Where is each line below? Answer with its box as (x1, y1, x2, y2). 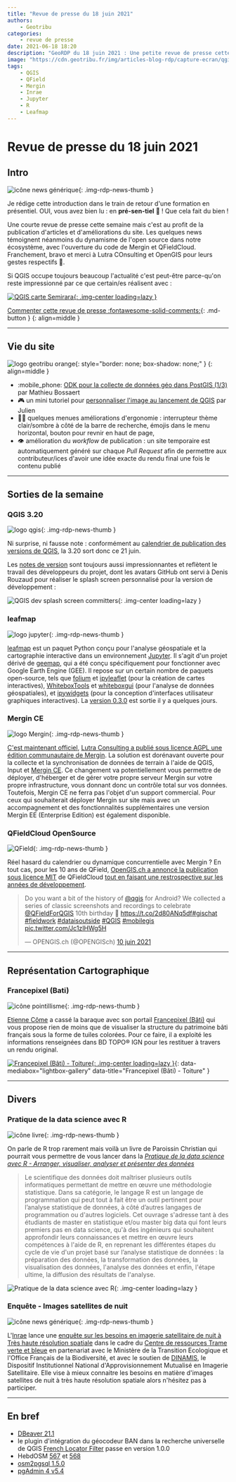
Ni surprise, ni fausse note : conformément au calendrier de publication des (7, 540, 226, 548)
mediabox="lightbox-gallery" (7, 1066, 91, 1075)
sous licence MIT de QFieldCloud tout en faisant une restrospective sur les (7, 873, 223, 881)
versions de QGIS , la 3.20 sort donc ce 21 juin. (7, 547, 141, 555)
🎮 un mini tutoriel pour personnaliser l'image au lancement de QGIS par (17, 396, 227, 404)
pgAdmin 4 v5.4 (17, 1467, 65, 1475)
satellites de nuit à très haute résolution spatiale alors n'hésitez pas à (7, 1376, 207, 1384)
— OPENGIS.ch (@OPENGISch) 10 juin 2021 (24, 938, 151, 946)
